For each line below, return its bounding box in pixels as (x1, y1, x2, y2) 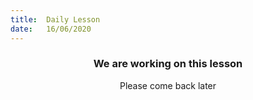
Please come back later (119, 79, 217, 91)
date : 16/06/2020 (10, 24, 92, 34)
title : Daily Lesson (10, 14, 101, 25)
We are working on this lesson (93, 57, 243, 71)
